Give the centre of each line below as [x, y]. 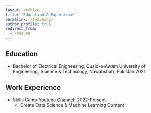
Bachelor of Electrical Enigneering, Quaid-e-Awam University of [79, 66]
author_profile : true [28, 24]
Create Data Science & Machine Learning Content [72, 105]
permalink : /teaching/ [29, 19]
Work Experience [33, 87]
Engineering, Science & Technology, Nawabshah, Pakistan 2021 [79, 71]
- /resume [20, 33]
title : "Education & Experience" [41, 15]
